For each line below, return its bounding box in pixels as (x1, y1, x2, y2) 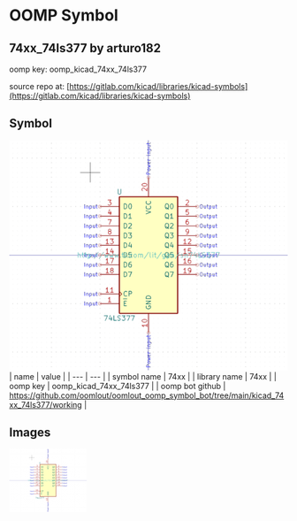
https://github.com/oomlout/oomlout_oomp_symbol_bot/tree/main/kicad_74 (9, 390, 285, 401)
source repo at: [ (9, 81, 70, 91)
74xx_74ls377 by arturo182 (9, 41, 162, 56)
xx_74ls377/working (9, 399, 82, 410)
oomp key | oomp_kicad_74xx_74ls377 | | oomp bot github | (9, 380, 226, 391)
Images (9, 425, 51, 440)
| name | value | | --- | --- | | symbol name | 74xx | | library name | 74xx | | (9, 371, 277, 381)
